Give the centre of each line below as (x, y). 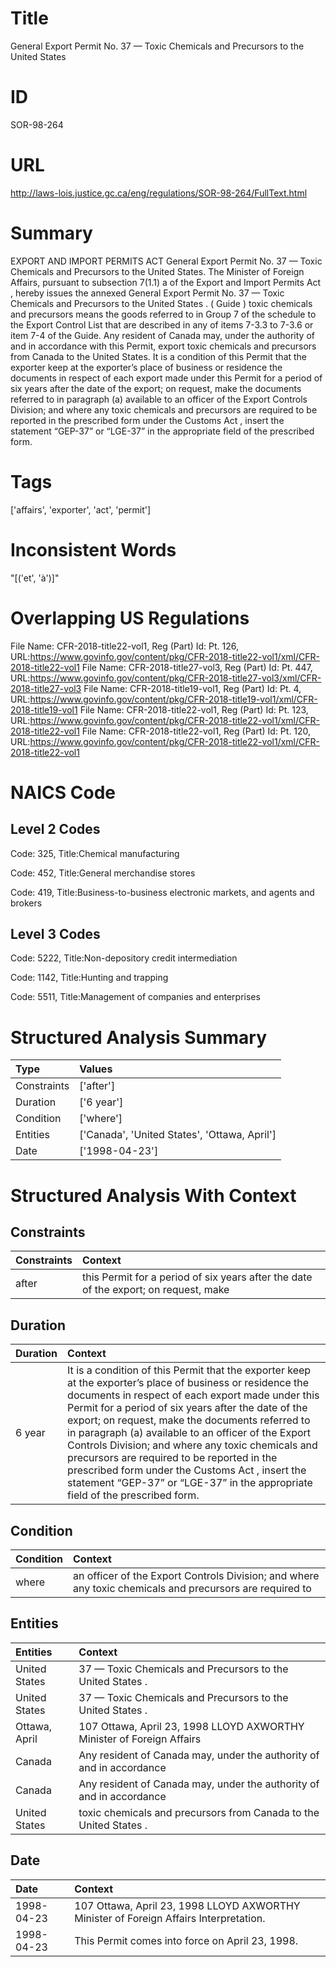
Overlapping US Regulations (130, 618)
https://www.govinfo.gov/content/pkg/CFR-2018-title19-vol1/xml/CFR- (173, 699)
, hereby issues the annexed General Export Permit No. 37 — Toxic (147, 293)
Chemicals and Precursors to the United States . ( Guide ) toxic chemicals (161, 303)
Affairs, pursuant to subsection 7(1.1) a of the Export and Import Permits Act (166, 282)
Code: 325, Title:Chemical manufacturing (95, 853)
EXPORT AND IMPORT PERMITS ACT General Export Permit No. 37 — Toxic (166, 261)
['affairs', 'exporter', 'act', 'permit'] (81, 509)
